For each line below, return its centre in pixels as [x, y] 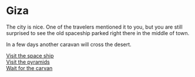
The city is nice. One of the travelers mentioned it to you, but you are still [94, 27]
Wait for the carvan [29, 68]
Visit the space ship [30, 55]
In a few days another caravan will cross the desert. [69, 44]
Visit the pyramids [28, 62]
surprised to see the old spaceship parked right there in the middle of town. [98, 33]
